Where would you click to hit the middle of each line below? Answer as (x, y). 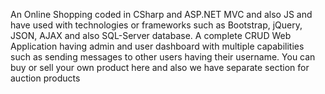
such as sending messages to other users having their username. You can (163, 57)
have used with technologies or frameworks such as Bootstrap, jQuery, (156, 25)
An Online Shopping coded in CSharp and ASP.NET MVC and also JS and (161, 14)
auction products (45, 78)
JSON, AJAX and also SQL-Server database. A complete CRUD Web (151, 35)
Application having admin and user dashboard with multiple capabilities (157, 46)
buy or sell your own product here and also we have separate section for (160, 67)
